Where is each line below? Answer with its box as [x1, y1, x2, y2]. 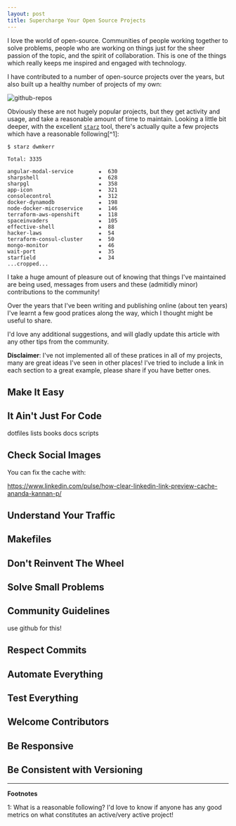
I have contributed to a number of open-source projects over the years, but [7, 72, 225, 81]
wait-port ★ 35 [7, 248, 114, 255]
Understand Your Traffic [7, 509, 116, 521]
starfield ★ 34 [7, 254, 114, 261]
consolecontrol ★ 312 [7, 192, 118, 199]
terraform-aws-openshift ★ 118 [7, 211, 118, 218]
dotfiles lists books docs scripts [7, 429, 99, 437]
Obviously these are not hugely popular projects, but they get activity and [7, 107, 221, 115]
